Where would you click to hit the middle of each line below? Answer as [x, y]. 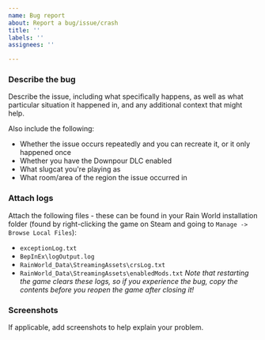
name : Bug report [37, 15]
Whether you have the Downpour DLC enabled [96, 161]
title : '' [25, 30]
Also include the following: [51, 129]
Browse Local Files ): [42, 232]
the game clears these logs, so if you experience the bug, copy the [129, 281]
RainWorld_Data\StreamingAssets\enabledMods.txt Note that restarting [134, 273]
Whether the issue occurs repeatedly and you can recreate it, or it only [135, 144]
